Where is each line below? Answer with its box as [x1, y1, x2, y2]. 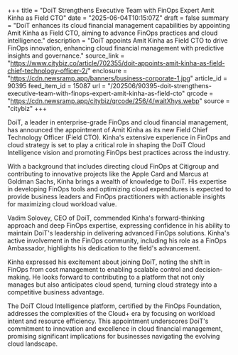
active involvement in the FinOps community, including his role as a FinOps [7, 236, 227, 245]
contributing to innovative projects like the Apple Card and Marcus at [7, 170, 209, 178]
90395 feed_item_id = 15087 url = [7, 82, 107, 90]
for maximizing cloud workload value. [7, 200, 117, 208]
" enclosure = [87, 67, 128, 75]
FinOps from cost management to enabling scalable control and [7, 265, 194, 273]
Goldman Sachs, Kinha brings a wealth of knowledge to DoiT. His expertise [7, 177, 227, 186]
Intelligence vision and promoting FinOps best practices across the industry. [7, 149, 231, 157]
